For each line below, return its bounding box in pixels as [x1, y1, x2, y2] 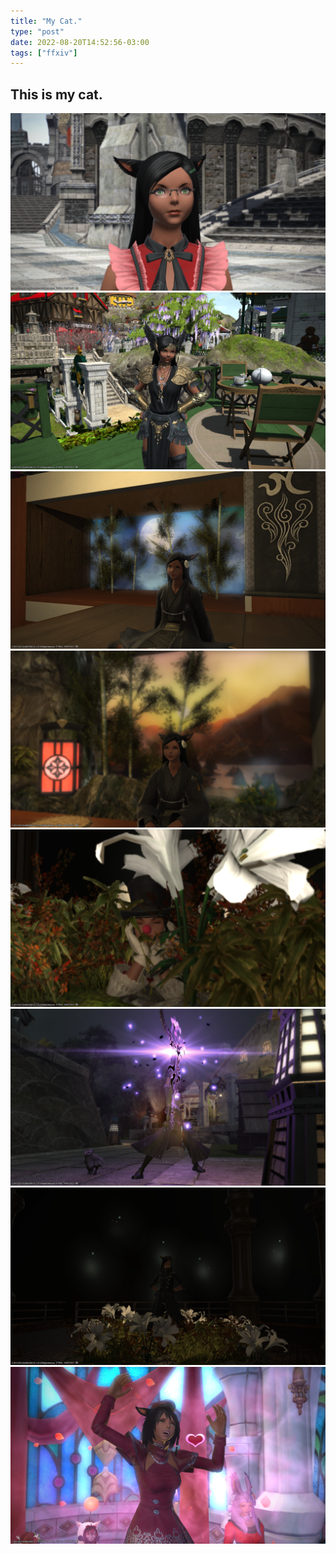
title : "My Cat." [10, 16, 83, 26]
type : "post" [10, 26, 65, 37]
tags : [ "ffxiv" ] [10, 48, 78, 58]
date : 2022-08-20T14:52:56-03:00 [10, 37, 150, 47]
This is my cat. [10, 86, 103, 103]
